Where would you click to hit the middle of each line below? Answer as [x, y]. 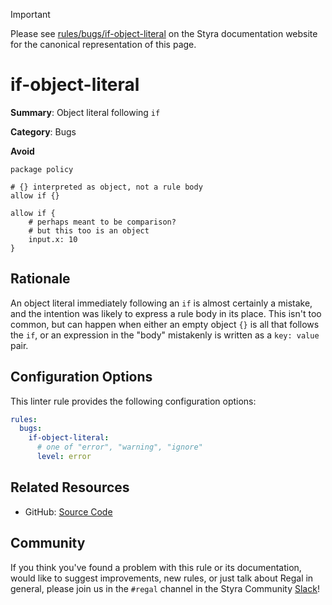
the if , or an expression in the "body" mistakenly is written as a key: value [165, 335]
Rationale [40, 279]
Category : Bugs [43, 131]
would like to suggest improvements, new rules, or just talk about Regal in [162, 578]
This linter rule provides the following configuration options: [133, 401]
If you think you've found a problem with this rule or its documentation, [156, 567]
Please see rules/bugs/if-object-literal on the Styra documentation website [164, 33]
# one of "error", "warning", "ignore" [119, 447]
